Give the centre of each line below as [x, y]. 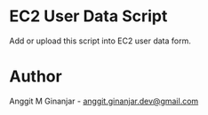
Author [36, 77]
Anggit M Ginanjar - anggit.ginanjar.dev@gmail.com [104, 101]
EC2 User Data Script [88, 16]
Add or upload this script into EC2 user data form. [100, 41]
